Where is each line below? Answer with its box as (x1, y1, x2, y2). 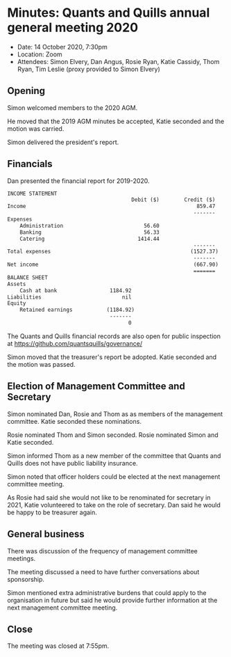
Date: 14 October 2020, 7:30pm (17, 42, 108, 51)
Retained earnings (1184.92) (19, 306, 135, 314)
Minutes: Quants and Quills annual (7, 5, 210, 21)
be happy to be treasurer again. (7, 508, 97, 516)
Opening (7, 85, 46, 97)
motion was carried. (7, 124, 65, 133)
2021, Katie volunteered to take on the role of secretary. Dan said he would (7, 500, 221, 509)
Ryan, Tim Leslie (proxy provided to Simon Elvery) (17, 65, 161, 73)
